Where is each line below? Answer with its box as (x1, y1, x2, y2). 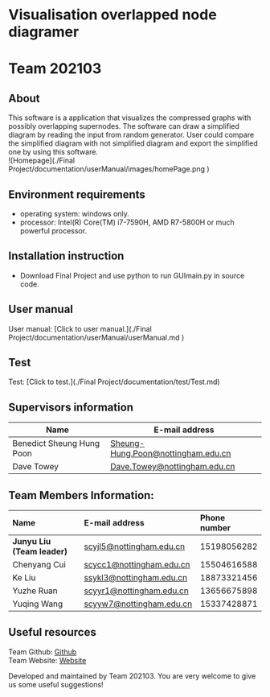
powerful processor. (19, 226, 87, 235)
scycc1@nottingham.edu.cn (84, 559, 190, 571)
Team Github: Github (8, 646, 77, 657)
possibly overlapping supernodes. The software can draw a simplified (8, 122, 239, 131)
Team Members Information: (8, 489, 154, 502)
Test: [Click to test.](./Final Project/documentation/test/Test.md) (8, 377, 220, 387)
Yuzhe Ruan (12, 585, 58, 596)
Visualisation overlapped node (8, 6, 217, 24)
